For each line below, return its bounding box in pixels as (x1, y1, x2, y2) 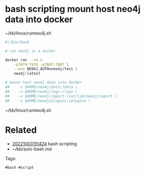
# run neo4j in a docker (5, 48, 56, 54)
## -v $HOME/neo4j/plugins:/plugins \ (5, 98, 91, 103)
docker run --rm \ (5, 58, 43, 62)
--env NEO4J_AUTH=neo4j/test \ (14, 66, 78, 72)
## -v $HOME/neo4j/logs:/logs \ (5, 89, 78, 94)
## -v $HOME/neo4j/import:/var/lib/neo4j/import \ (5, 93, 118, 99)
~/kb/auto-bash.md (12, 146, 52, 152)
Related (5, 124, 37, 136)
